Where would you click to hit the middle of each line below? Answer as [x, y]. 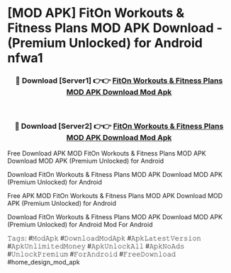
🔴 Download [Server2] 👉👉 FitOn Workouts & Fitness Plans [119, 127]
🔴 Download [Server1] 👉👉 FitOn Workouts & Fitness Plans [119, 81]
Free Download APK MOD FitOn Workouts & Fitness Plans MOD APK [107, 153]
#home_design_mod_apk [44, 262]
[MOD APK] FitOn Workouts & [96, 13]
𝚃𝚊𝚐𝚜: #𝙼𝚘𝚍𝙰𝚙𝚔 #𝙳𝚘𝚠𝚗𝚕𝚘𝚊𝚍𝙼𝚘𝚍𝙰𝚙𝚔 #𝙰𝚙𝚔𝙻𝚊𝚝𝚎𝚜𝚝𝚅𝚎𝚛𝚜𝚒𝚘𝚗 [105, 238]
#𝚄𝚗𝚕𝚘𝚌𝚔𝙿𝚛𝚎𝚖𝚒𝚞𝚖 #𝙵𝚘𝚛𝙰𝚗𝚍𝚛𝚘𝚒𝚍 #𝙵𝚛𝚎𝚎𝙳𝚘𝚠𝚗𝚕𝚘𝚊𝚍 [91, 254]
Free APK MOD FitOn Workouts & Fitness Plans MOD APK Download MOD [115, 195]
